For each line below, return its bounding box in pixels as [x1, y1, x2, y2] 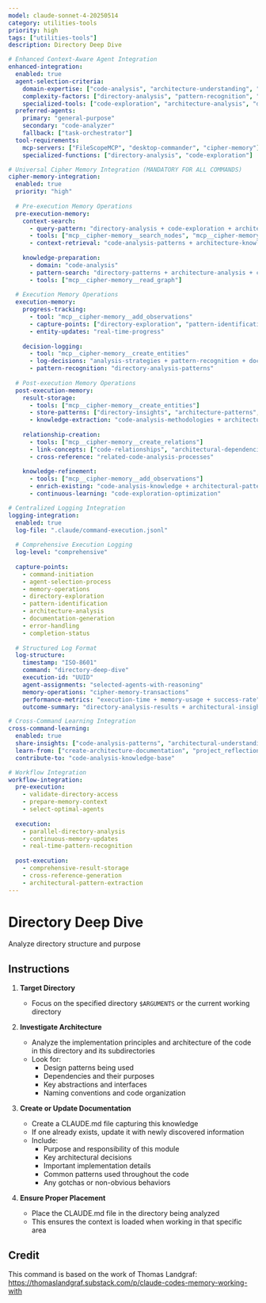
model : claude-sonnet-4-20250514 [8, 11, 119, 20]
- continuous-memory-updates [22, 835, 119, 843]
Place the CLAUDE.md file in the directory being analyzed [31, 1209, 220, 1218]
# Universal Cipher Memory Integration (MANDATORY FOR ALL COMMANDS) [8, 166, 243, 174]
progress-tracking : [22, 306, 87, 314]
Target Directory [19, 984, 75, 993]
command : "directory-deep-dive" [22, 667, 129, 674]
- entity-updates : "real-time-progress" [28, 327, 165, 335]
